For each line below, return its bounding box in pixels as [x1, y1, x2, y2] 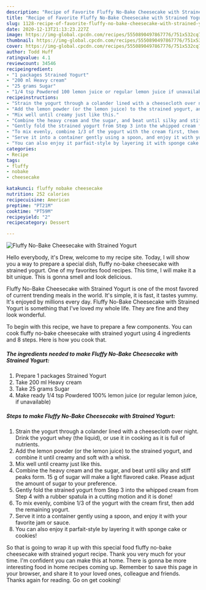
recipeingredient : [6, 66, 53, 72]
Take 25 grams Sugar [15, 385, 70, 393]
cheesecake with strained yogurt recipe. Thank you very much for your [6, 550, 186, 558]
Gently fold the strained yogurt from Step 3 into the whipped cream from [15, 486, 199, 494]
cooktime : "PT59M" [6, 208, 53, 215]
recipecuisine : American [6, 197, 70, 203]
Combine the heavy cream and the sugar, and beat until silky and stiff [15, 467, 191, 474]
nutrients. [15, 441, 40, 448]
